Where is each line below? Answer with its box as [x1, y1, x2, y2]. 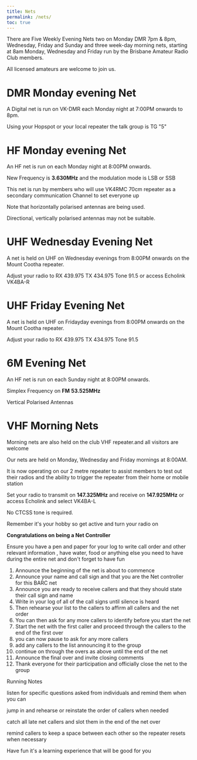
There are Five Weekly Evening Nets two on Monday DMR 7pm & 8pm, [6, 36, 176, 43]
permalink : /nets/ [6, 14, 52, 20]
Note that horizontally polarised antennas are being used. [6, 203, 145, 211]
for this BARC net [15, 579, 57, 586]
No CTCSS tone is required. [6, 509, 74, 516]
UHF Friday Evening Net [6, 299, 125, 313]
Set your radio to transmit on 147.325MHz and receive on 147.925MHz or [6, 491, 184, 498]
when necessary [6, 736, 47, 742]
